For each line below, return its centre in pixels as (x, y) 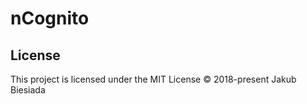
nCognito (50, 18)
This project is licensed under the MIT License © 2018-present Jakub (153, 79)
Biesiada (28, 90)
